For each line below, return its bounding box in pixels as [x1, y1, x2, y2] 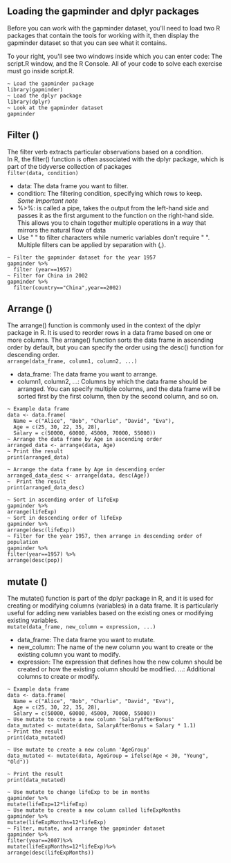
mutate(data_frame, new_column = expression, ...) [7, 624, 156, 630]
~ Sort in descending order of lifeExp [7, 515, 122, 522]
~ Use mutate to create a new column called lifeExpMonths [7, 807, 181, 814]
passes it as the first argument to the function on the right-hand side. [17, 211, 214, 219]
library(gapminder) [7, 86, 64, 93]
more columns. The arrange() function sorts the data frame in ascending [7, 336, 214, 345]
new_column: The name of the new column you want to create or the [17, 643, 214, 651]
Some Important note [17, 197, 78, 205]
